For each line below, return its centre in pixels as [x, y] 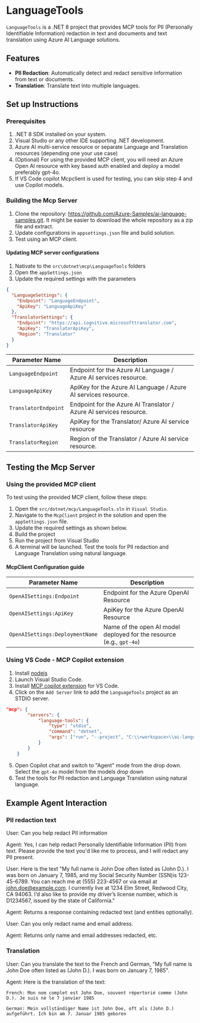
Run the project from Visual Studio [57, 541]
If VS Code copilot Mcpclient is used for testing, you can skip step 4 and [103, 179]
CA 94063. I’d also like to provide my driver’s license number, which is [92, 895]
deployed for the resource [140, 635]
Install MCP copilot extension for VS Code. [67, 685]
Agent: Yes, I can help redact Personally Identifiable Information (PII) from [96, 845]
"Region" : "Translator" [46, 334]
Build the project [35, 534]
